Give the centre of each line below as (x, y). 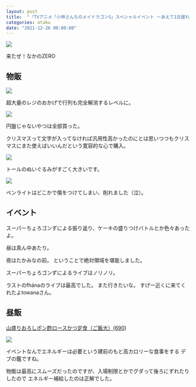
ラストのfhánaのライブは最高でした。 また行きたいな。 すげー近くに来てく (96, 285)
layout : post (22, 11)
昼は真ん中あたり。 (29, 248)
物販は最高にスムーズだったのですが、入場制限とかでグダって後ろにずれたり (98, 371)
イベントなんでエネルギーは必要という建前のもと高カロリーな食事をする (93, 351)
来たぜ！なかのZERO (31, 56)
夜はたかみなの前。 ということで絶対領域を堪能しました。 (76, 260)
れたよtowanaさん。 (30, 292)
